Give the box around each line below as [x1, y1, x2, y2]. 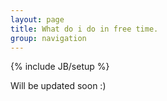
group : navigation [10, 33, 87, 43]
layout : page [10, 14, 65, 25]
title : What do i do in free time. [10, 24, 159, 34]
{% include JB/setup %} [10, 61, 110, 73]
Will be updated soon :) [10, 80, 107, 92]
